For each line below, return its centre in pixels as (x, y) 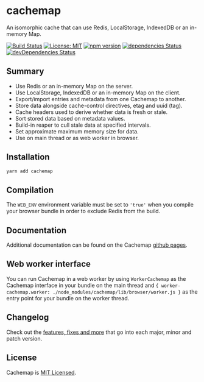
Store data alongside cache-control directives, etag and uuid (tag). (99, 105)
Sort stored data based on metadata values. (70, 118)
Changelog (28, 317)
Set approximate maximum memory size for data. (77, 131)
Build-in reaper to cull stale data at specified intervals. (83, 125)
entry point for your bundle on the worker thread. (68, 298)
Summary (25, 72)
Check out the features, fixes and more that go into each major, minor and (99, 332)
